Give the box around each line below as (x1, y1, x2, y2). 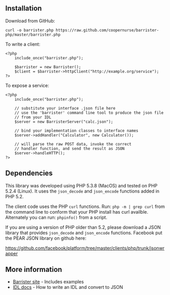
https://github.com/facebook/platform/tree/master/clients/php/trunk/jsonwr (5, 245, 165, 251)
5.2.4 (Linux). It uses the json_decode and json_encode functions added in (5, 188, 160, 194)
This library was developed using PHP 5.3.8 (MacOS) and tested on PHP (5, 182, 158, 188)
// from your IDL (14, 115, 52, 120)
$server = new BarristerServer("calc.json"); (14, 119, 114, 124)
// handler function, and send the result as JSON (14, 146, 125, 151)
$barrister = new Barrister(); (14, 64, 81, 70)
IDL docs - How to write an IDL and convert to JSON (12, 284, 123, 290)
